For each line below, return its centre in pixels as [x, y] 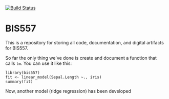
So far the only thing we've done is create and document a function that [81, 58]
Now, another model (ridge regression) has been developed [68, 91]
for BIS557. [17, 48]
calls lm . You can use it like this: [39, 63]
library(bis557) [23, 72]
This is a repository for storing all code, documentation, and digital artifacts [84, 42]
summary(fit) [19, 82]
